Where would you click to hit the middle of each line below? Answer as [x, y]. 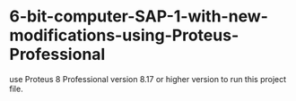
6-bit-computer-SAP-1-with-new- [139, 17]
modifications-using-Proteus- [124, 35]
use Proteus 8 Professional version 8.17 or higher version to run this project [148, 79]
